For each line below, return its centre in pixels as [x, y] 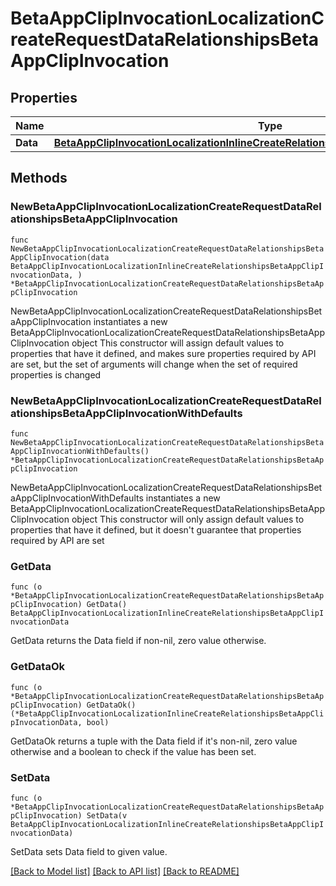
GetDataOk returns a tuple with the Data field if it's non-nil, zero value [154, 741]
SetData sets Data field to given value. [89, 851]
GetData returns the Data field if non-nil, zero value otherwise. [138, 641]
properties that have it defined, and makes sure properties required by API [163, 353]
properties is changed [56, 374]
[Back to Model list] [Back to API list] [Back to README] [125, 871]
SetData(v [107, 815]
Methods [39, 178]
